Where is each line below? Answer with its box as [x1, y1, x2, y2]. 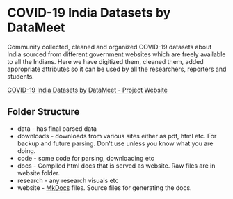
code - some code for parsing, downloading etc [17, 154, 154, 162]
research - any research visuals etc [17, 176, 120, 184]
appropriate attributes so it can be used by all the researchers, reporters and [7, 65, 227, 73]
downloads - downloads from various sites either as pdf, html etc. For [17, 132, 217, 140]
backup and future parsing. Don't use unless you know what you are [17, 139, 214, 148]
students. [7, 72, 35, 81]
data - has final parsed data [17, 124, 97, 133]
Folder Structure [7, 106, 80, 118]
